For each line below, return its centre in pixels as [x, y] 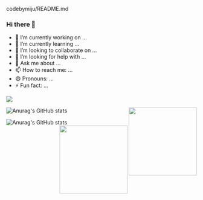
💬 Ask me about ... [38, 63]
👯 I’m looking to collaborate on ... [56, 50]
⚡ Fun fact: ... [31, 85]
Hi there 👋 [21, 24]
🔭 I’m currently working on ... [51, 37]
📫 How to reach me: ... [44, 70]
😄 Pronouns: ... [34, 79]
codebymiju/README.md [37, 9]
